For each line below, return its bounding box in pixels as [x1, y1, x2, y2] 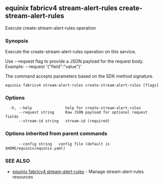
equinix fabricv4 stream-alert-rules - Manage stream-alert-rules [12, 169, 144, 175]
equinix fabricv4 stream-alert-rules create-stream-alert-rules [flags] [5, 83, 159, 88]
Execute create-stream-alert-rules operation [5, 25, 96, 31]
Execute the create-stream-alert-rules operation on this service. [5, 49, 137, 55]
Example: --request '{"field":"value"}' [5, 64, 82, 70]
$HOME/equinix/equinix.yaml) [5, 146, 66, 151]
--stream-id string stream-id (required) [18, 119, 110, 124]
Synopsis [5, 37, 28, 44]
